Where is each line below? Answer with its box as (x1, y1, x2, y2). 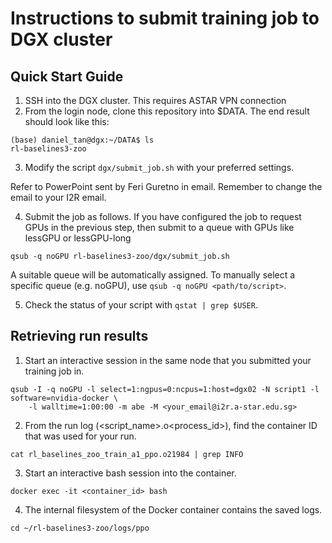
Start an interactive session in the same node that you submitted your (24, 354, 312, 366)
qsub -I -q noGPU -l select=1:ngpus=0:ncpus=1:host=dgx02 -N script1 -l (10, 384, 320, 394)
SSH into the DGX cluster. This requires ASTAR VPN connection (24, 95, 287, 106)
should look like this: (24, 116, 110, 127)
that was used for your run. (24, 430, 137, 442)
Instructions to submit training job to (10, 7, 320, 30)
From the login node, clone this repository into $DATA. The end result (24, 105, 310, 117)
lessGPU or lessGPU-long (24, 232, 132, 244)
